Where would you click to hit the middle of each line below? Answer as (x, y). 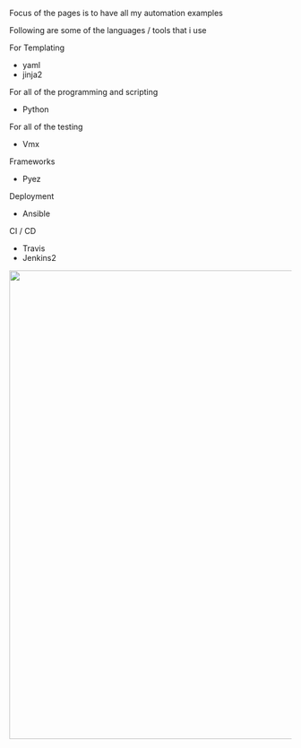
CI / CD (23, 231)
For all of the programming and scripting (84, 92)
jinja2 (32, 74)
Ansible (36, 213)
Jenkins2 (39, 258)
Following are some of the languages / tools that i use (108, 30)
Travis (34, 248)
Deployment (32, 196)
